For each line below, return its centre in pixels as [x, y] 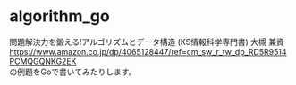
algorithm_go [59, 16]
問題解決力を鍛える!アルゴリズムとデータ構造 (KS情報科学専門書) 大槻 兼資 [147, 42]
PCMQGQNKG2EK [43, 61]
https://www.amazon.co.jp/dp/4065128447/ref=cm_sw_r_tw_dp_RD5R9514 [148, 51]
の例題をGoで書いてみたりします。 [73, 72]
